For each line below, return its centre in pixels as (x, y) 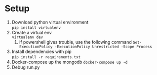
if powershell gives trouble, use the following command (75, 42)
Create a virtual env (32, 32)
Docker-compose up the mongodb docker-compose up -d (70, 62)
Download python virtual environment (50, 22)
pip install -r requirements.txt (46, 57)
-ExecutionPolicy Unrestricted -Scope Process (103, 47)
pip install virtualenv (36, 27)
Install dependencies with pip (42, 51)
